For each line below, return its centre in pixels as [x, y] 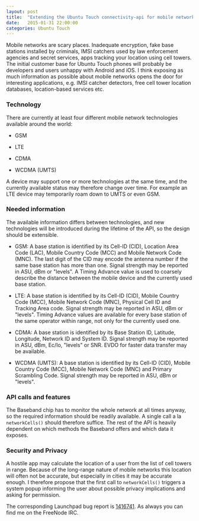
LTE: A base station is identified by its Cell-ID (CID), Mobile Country [97, 296]
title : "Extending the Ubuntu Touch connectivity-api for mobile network [100, 17]
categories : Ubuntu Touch [38, 28]
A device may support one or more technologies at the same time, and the [97, 181]
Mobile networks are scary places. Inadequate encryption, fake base [90, 45]
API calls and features [38, 397]
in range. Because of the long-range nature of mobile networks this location [99, 470]
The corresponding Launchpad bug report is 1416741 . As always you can [95, 506]
